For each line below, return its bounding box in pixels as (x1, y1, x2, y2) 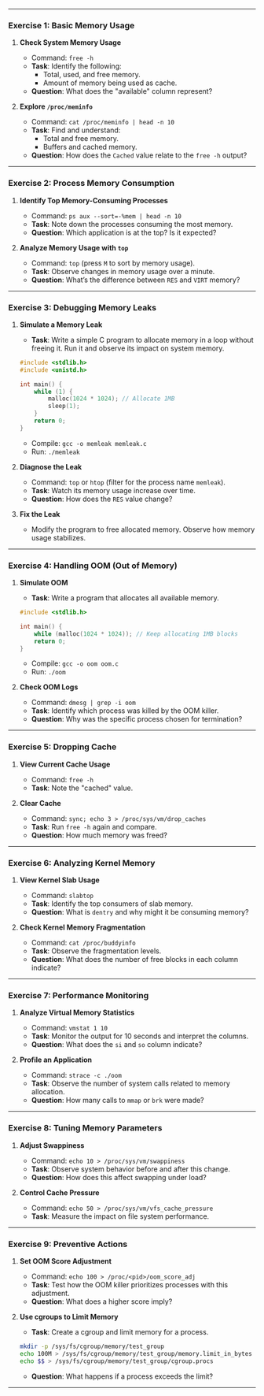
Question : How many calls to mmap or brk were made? (31, 1096, 204, 1105)
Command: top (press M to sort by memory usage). (31, 258, 195, 268)
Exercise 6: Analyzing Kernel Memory (8, 857, 156, 868)
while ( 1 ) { (34, 388, 73, 395)
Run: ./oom (31, 667, 66, 677)
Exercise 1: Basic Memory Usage (8, 20, 135, 31)
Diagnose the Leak (19, 462, 82, 471)
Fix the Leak (19, 509, 60, 518)
